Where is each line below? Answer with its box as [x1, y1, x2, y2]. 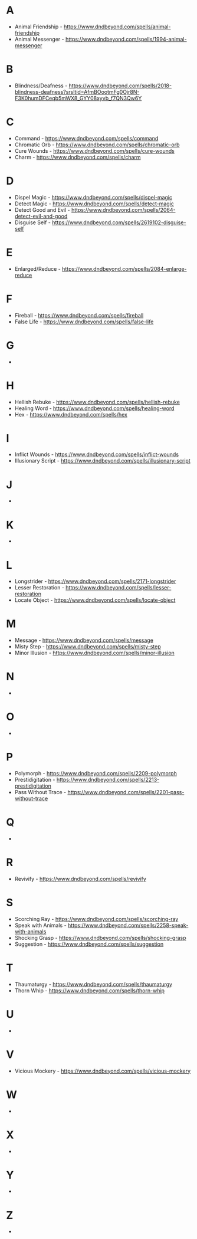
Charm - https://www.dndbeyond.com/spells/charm [14, 153, 141, 160]
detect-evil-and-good [14, 212, 68, 219]
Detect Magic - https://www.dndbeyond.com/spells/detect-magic [14, 200, 174, 207]
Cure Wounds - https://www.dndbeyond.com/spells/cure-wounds [14, 147, 175, 154]
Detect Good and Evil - [14, 206, 71, 213]
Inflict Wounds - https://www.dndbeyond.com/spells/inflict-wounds [14, 451, 179, 458]
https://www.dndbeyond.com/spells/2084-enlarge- [61, 265, 187, 272]
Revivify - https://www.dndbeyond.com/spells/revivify [14, 875, 146, 882]
